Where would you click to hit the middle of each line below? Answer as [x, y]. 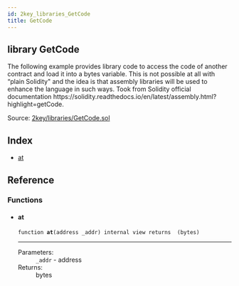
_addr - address [58, 260]
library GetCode [43, 49]
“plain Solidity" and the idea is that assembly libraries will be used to [107, 82]
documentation [30, 97]
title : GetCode [30, 21]
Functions [25, 200]
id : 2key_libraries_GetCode [49, 14]
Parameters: [36, 252]
